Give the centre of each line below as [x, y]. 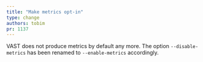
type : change [23, 18]
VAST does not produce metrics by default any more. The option [88, 46]
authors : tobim [26, 23]
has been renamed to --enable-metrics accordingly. [93, 53]
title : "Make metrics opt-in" [45, 12]
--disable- [185, 47]
